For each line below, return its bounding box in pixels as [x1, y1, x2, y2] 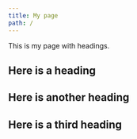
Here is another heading [8, 91, 130, 104]
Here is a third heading [8, 118, 123, 131]
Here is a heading [8, 64, 97, 77]
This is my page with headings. [8, 41, 110, 50]
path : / [8, 19, 34, 27]
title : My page [8, 11, 59, 20]
